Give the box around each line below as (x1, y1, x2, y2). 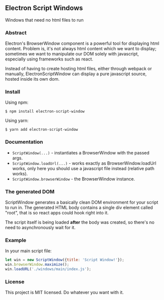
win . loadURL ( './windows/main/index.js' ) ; (5, 267, 92, 272)
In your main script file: (5, 248, 52, 254)
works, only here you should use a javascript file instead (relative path (12, 165, 155, 171)
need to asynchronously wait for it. (5, 225, 76, 230)
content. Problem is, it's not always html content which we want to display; (5, 46, 157, 52)
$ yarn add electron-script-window (5, 127, 78, 132)
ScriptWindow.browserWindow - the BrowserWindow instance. (12, 176, 135, 181)
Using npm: (5, 99, 29, 105)
